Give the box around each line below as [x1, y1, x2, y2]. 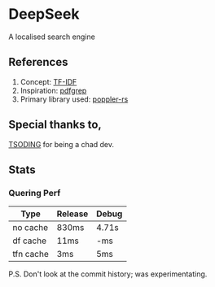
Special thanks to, [8, 118, 102, 132]
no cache [12, 222, 49, 233]
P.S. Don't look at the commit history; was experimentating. [8, 269, 208, 279]
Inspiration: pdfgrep [20, 85, 87, 95]
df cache [12, 235, 47, 246]
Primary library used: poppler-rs [20, 94, 129, 104]
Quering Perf [8, 187, 61, 198]
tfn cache [12, 249, 49, 260]
